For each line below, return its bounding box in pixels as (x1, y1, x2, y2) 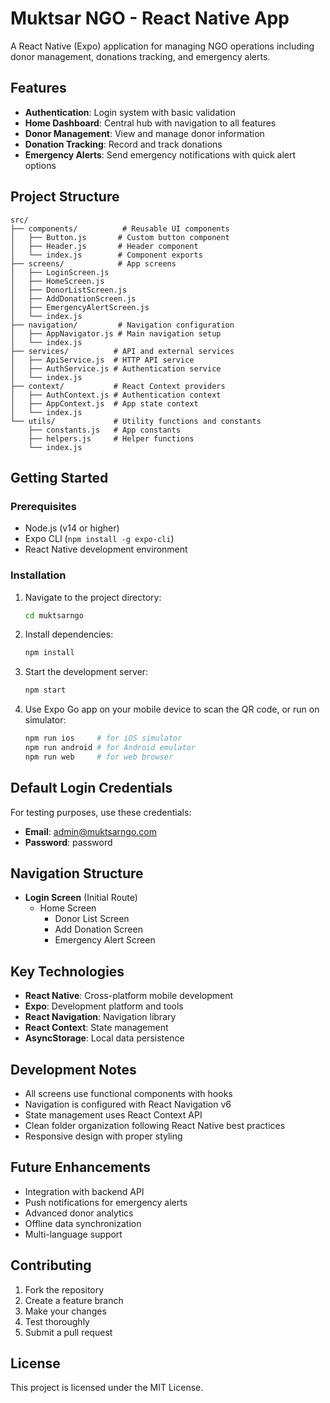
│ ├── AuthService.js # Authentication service (10, 363, 222, 374)
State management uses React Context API (24, 1109, 203, 1121)
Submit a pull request (24, 1326, 113, 1338)
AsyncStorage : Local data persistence (24, 1032, 185, 1044)
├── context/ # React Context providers (10, 381, 226, 391)
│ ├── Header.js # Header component (10, 241, 199, 251)
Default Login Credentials (10, 780, 173, 797)
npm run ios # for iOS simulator (24, 733, 183, 744)
